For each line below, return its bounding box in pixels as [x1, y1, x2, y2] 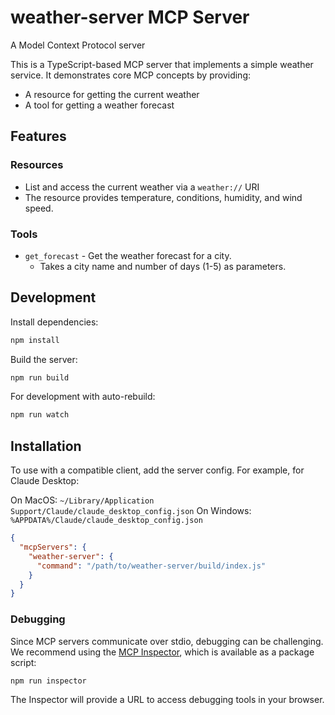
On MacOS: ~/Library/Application [10, 494, 155, 506]
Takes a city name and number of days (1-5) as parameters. [39, 260, 287, 272]
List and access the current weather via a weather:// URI [24, 181, 260, 193]
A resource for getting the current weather [24, 88, 200, 100]
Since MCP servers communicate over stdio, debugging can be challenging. [10, 635, 324, 647]
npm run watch [10, 410, 70, 420]
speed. [24, 202, 54, 214]
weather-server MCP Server [10, 6, 250, 29]
